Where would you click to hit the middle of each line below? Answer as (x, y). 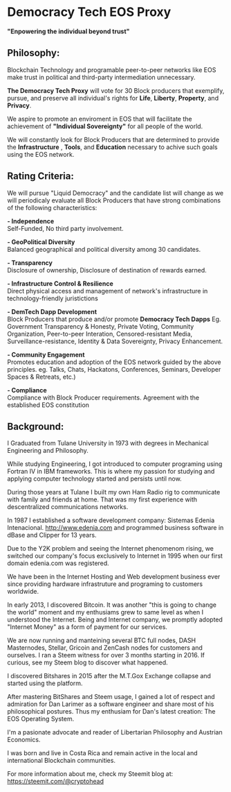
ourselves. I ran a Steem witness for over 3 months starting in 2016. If (106, 655)
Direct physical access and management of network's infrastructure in (108, 291)
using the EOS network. (41, 154)
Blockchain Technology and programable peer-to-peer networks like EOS (112, 69)
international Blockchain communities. (62, 761)
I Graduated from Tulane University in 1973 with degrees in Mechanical (108, 443)
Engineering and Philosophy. (48, 451)
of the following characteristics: (52, 207)
